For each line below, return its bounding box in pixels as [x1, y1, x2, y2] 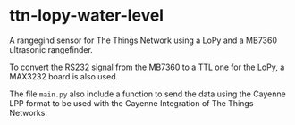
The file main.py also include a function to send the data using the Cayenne [9, 88, 286, 99]
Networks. [9, 107, 47, 118]
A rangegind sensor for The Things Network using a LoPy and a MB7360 [9, 35, 278, 46]
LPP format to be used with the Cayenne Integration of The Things [9, 97, 254, 108]
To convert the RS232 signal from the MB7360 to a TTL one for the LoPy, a [9, 62, 285, 72]
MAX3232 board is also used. [9, 71, 119, 81]
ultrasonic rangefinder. [9, 44, 94, 54]
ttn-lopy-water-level [9, 5, 164, 26]
